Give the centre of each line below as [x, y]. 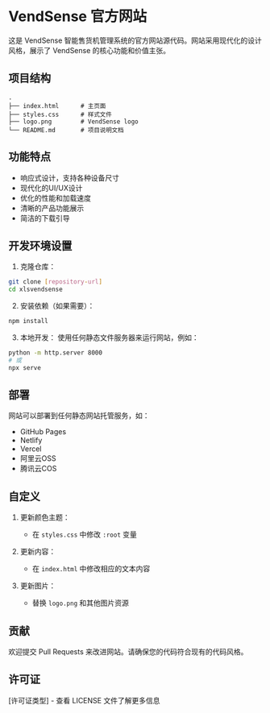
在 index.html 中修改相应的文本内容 [91, 569]
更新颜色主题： [45, 517]
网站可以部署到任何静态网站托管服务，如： [79, 416]
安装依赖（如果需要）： [57, 306]
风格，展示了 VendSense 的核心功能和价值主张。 [89, 50]
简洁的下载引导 [45, 218]
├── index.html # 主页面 [57, 106]
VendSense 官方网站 [78, 17]
